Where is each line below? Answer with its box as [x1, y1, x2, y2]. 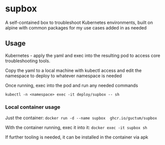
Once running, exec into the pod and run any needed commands [5, 82, 138, 88]
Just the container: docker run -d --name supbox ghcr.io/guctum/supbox [5, 115, 157, 121]
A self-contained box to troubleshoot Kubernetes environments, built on [5, 19, 153, 25]
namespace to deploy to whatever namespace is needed [5, 73, 122, 79]
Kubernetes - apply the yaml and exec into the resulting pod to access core [5, 52, 160, 58]
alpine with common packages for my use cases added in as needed [5, 24, 147, 30]
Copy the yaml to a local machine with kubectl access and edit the [5, 67, 142, 73]
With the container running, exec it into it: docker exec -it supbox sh [5, 125, 147, 131]
